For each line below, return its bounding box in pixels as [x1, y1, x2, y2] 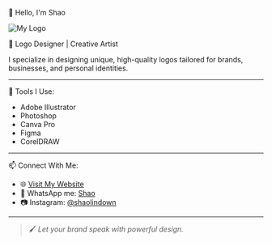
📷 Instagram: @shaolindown [19, 198, 117, 207]
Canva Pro [19, 120, 55, 129]
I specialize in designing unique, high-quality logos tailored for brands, [8, 55, 244, 64]
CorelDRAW [19, 137, 60, 146]
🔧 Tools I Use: [8, 87, 55, 96]
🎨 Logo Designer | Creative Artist [8, 39, 119, 49]
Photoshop [19, 111, 57, 121]
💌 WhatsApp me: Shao [19, 189, 96, 198]
